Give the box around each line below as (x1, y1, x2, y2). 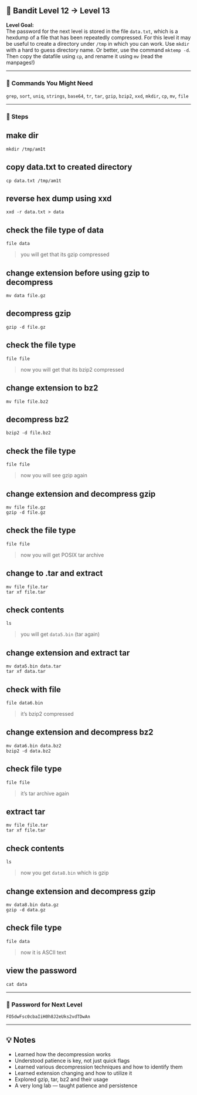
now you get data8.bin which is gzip (20, 870, 109, 877)
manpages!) (6, 59, 35, 66)
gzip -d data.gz (6, 907, 46, 913)
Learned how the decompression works (14, 1050, 111, 1057)
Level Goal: (6, 21, 34, 28)
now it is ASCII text (20, 949, 66, 956)
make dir (6, 130, 39, 141)
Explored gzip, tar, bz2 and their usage (14, 1076, 108, 1083)
